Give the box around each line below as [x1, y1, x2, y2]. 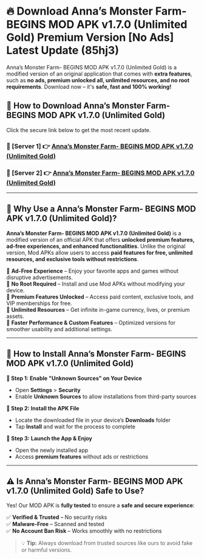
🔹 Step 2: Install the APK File [6, 404, 80, 412]
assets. [6, 312, 24, 320]
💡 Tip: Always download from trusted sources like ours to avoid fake [21, 540, 193, 547]
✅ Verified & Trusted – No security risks [6, 513, 107, 521]
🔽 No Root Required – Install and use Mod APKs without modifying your [6, 280, 185, 287]
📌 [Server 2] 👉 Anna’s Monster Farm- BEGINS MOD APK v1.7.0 [6, 169, 195, 177]
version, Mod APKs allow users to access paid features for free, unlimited [6, 248, 193, 256]
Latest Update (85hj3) [6, 44, 120, 57]
